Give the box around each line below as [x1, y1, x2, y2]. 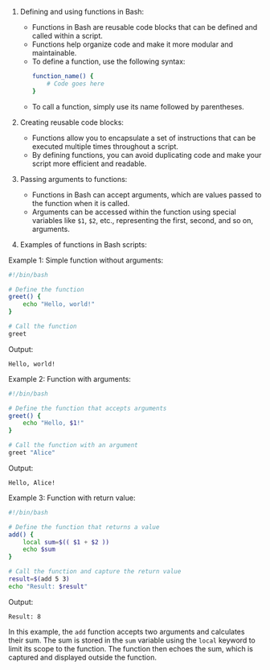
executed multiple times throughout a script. [31, 141, 179, 151]
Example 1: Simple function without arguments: [8, 255, 164, 265]
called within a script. [31, 31, 103, 40]
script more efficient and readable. [31, 159, 147, 168]
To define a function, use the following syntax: [31, 56, 186, 66]
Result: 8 [8, 612, 42, 621]
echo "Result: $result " [8, 582, 88, 590]
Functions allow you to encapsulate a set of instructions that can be [31, 133, 256, 143]
